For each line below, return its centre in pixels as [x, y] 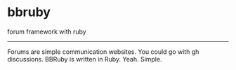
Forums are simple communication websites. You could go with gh [103, 51]
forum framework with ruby [47, 31]
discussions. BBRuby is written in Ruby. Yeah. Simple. [85, 59]
